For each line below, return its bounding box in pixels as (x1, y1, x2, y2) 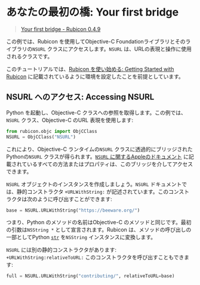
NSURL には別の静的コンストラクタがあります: (6, 246, 116, 253)
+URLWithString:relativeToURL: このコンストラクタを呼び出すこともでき (6, 254, 184, 261)
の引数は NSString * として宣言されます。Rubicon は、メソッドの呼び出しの (6, 226, 192, 233)
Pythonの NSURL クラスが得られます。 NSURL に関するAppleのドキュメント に (6, 153, 189, 160)
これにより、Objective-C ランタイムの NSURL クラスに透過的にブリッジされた (6, 145, 193, 153)
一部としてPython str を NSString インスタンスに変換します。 (6, 234, 156, 241)
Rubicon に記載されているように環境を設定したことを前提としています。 (6, 73, 184, 80)
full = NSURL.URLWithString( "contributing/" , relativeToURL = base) (6, 273, 175, 279)
